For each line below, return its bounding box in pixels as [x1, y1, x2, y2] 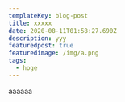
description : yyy [8, 34, 67, 43]
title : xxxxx [8, 19, 52, 27]
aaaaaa [8, 86, 33, 96]
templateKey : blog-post [8, 11, 89, 20]
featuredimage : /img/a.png [8, 49, 99, 57]
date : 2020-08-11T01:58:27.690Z [8, 27, 117, 35]
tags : [8, 57, 27, 65]
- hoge [15, 64, 38, 72]
